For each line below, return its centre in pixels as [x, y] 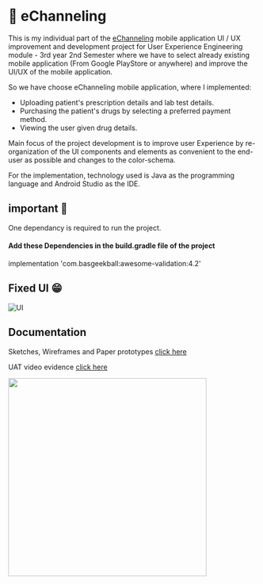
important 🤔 [38, 209]
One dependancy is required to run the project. [85, 227]
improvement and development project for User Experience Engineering [126, 46]
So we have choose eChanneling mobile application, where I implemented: [130, 87]
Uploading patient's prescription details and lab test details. [117, 102]
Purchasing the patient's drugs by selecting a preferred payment [125, 111]
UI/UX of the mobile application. [61, 71]
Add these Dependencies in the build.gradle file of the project [112, 246]
